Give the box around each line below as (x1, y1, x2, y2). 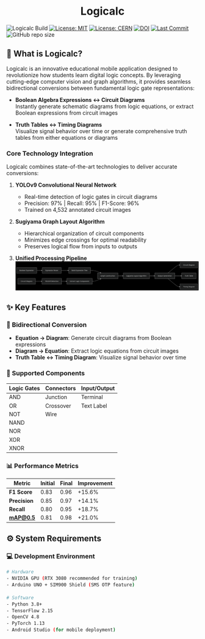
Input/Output (81, 384, 115, 392)
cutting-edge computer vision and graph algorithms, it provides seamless (6, 78, 191, 85)
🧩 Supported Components (6, 369, 85, 378)
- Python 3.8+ (6, 601, 43, 607)
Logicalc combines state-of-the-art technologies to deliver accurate (6, 163, 178, 170)
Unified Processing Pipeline (15, 255, 87, 262)
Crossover (45, 402, 71, 410)
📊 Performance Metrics (6, 462, 79, 471)
